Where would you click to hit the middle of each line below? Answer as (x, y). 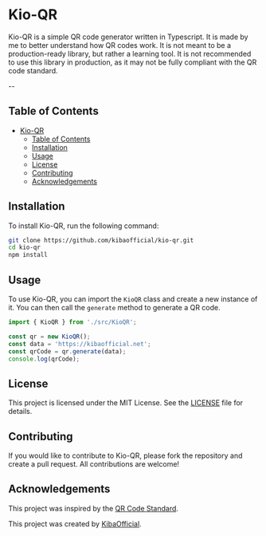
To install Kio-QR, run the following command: (84, 226)
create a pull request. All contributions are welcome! (94, 464)
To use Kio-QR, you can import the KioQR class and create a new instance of (133, 299)
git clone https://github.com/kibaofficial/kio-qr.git (101, 240)
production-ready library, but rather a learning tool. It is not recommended (130, 53)
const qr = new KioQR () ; (49, 337)
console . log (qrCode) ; (44, 359)
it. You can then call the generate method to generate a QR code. (114, 307)
